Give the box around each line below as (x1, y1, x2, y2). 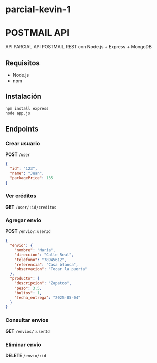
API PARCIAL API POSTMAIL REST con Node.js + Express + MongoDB (5, 44, 152, 50)
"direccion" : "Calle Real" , (14, 252, 74, 257)
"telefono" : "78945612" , (14, 257, 67, 262)
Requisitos (5, 59, 40, 67)
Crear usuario (5, 140, 40, 147)
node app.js (5, 111, 30, 116)
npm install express (5, 106, 49, 111)
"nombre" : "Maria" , (14, 247, 56, 253)
